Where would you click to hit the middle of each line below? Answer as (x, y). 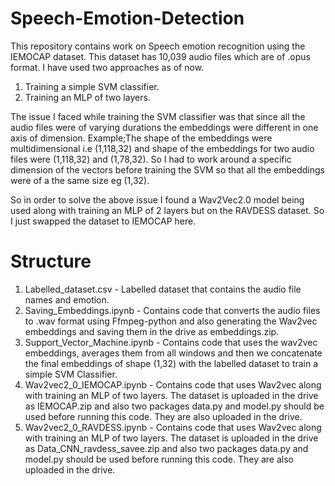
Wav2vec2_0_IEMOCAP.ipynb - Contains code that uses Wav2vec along (173, 384)
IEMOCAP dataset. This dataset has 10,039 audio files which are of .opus (160, 56)
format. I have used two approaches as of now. (107, 67)
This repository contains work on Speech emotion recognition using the (158, 46)
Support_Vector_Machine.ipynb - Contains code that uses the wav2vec (171, 342)
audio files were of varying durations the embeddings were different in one (164, 127)
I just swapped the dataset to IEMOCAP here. (103, 221)
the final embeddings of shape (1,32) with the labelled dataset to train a (171, 363)
